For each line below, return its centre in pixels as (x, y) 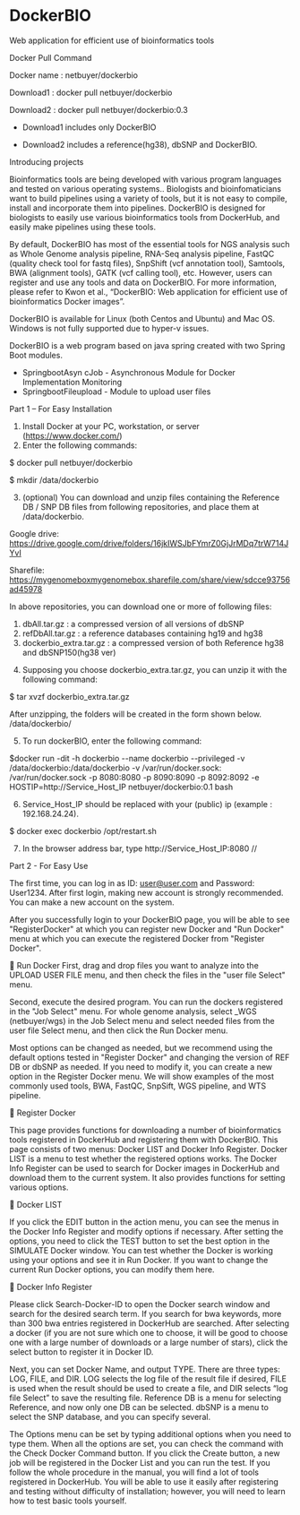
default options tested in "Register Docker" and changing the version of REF (150, 1057)
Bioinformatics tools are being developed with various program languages (146, 179)
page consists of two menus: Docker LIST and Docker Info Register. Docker (149, 1149)
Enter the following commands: (80, 445)
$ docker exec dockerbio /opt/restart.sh (83, 831)
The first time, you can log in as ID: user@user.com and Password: (132, 882)
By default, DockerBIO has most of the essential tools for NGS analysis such (150, 244)
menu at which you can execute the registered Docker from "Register (137, 938)
